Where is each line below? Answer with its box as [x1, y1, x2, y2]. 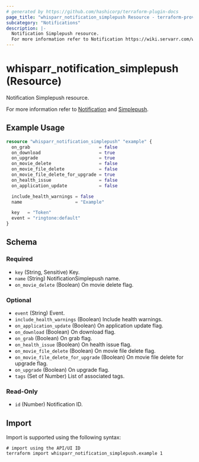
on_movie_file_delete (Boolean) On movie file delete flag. [14, 347, 156, 354]
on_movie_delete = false [11, 161, 118, 167]
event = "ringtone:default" [11, 215, 81, 221]
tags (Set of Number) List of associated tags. [14, 372, 125, 379]
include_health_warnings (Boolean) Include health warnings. [14, 315, 163, 322]
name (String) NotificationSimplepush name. [14, 274, 120, 282]
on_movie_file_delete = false [11, 166, 118, 172]
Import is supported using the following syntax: [6, 434, 121, 441]
